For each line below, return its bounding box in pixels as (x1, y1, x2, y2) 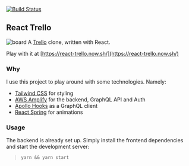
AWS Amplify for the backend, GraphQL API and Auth (14, 96, 146, 103)
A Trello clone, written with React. (27, 39, 111, 46)
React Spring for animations (14, 108, 83, 116)
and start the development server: (6, 143, 90, 151)
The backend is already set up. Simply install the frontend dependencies (6, 137, 184, 144)
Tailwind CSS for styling (14, 90, 74, 97)
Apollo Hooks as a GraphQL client (14, 103, 98, 110)
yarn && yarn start (20, 155, 70, 161)
